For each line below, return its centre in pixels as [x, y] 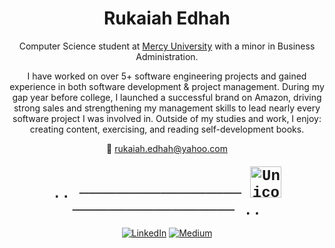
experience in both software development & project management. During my [167, 86]
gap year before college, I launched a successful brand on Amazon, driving [167, 97]
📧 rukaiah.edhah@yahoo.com [167, 148]
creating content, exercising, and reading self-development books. [167, 129]
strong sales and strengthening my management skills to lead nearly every [167, 108]
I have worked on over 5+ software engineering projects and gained [167, 76]
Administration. [167, 56]
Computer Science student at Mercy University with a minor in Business [167, 46]
